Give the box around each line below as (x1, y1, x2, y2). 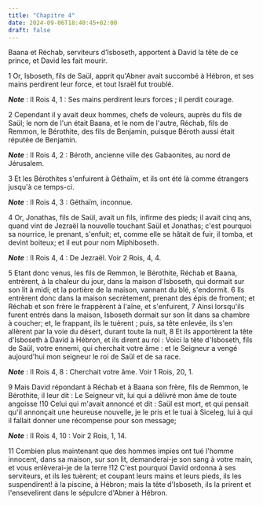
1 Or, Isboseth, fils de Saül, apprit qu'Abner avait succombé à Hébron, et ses (8, 72, 254, 81)
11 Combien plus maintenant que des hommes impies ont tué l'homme (8, 446, 234, 456)
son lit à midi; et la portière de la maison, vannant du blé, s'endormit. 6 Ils (8, 285, 245, 295)
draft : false (8, 26, 51, 34)
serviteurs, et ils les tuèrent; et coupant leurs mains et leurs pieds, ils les (8, 471, 242, 481)
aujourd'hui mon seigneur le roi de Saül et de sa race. (8, 352, 181, 362)
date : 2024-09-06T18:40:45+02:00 (8, 19, 118, 27)
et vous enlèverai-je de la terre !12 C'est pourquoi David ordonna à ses (8, 463, 236, 473)
